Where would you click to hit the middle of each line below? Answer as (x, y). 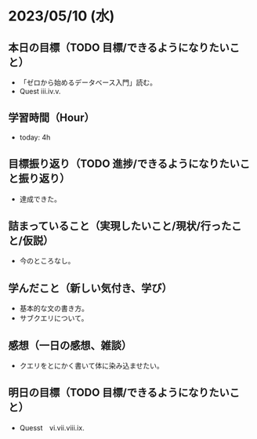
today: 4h (35, 137)
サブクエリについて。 (54, 318)
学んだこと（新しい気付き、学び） (90, 288)
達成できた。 (40, 199)
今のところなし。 (47, 261)
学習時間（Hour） (52, 118)
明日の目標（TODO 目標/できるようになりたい (119, 393)
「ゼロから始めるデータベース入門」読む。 (88, 82)
